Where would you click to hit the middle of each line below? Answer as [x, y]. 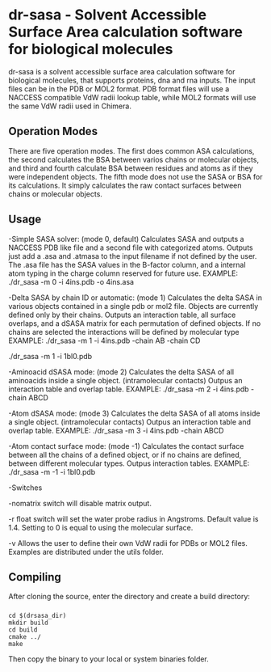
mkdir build [28, 623]
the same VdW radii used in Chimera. [70, 106]
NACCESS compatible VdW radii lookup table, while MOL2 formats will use [132, 97]
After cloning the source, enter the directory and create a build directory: [129, 597]
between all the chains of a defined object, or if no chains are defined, [125, 454]
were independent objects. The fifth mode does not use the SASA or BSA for [135, 176]
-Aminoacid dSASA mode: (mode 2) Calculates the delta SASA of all [121, 372]
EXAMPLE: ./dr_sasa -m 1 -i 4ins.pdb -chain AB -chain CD [104, 340]
